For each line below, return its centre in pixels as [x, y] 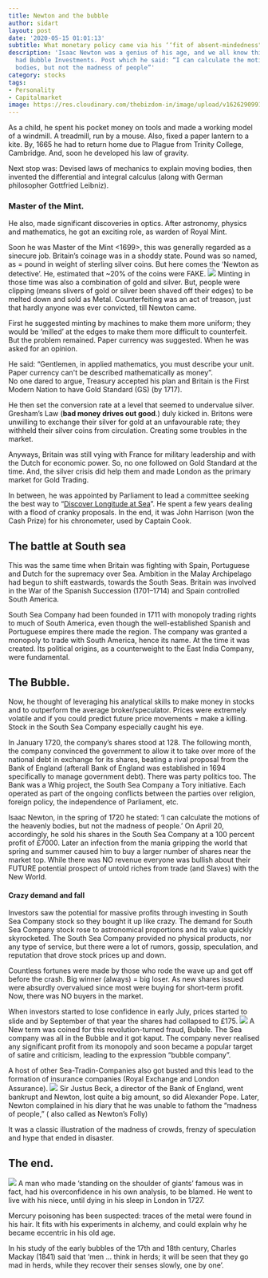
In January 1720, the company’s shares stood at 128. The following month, [130, 743]
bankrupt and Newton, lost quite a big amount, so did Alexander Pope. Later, [134, 1097]
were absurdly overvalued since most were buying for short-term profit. [126, 988]
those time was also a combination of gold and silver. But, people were [124, 282]
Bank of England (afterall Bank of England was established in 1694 [117, 768]
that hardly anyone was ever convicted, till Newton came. [102, 308]
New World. [28, 877]
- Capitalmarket [35, 97]
